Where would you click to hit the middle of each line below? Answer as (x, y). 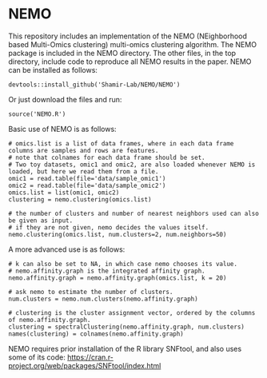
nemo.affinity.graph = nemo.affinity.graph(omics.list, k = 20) (118, 278)
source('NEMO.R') (37, 114)
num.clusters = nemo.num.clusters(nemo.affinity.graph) (103, 299)
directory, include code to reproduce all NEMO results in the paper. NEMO (130, 62)
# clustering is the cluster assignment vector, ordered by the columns (132, 312)
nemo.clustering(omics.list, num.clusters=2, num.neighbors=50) (118, 234)
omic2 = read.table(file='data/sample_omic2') (87, 185)
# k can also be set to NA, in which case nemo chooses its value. (123, 264)
